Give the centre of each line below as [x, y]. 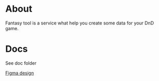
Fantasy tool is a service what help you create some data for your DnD [79, 23]
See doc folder [21, 63]
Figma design [20, 73]
